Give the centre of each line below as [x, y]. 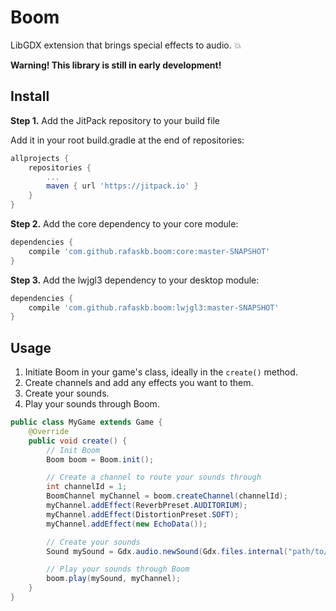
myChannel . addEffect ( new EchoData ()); [127, 524]
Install [30, 96]
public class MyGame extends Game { [86, 422]
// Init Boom [73, 450]
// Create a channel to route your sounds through [154, 477]
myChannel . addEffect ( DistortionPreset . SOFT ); [143, 514]
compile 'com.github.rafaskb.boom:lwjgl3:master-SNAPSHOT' [154, 307]
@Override [49, 431]
